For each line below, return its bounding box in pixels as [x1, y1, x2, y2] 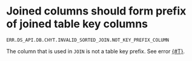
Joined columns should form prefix [6, 4, 187, 18]
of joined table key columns [6, 17, 148, 31]
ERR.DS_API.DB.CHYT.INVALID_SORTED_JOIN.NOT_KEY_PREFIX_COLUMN [6, 37, 170, 43]
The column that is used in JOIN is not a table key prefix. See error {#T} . [6, 47, 185, 55]
